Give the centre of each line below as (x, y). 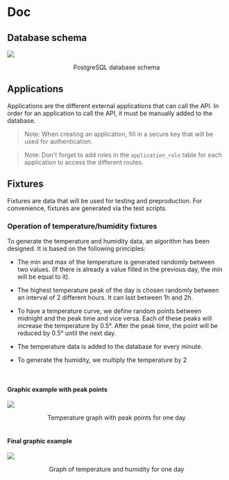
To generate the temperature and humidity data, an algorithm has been (109, 241)
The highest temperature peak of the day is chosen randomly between (118, 290)
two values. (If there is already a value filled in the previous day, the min (120, 269)
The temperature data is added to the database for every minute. (110, 346)
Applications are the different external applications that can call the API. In (113, 105)
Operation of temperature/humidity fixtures (82, 226)
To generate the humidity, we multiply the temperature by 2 (102, 360)
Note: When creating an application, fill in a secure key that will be (119, 134)
